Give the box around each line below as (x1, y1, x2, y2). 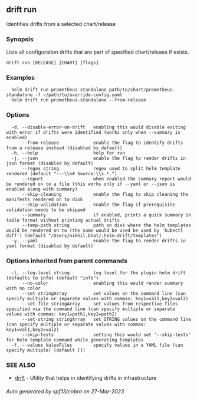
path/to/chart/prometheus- (109, 87, 176, 93)
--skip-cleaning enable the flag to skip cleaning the (21, 191, 189, 197)
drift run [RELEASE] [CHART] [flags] (6, 60, 99, 66)
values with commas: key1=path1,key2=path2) (6, 311, 117, 317)
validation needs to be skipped (6, 206, 86, 213)
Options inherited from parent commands (6, 257, 128, 265)
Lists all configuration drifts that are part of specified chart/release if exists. (6, 48, 189, 55)
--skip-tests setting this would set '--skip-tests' (21, 332, 192, 338)
